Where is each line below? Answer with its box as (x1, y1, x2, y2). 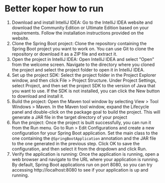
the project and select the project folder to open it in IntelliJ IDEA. (11, 66, 145, 72)
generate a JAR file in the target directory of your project (11, 114, 127, 120)
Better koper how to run (4, 3, 104, 14)
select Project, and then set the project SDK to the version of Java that (11, 82, 156, 88)
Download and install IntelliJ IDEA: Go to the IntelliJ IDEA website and (11, 19, 153, 25)
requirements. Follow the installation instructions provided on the (11, 30, 144, 36)
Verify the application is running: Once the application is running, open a (11, 151, 159, 157)
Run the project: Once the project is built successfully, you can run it (11, 120, 151, 125)
